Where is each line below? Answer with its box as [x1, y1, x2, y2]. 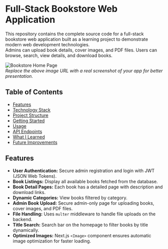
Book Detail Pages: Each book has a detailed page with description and [12, 184, 163, 190]
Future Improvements [12, 139, 57, 145]
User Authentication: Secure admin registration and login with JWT [12, 168, 155, 174]
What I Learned [12, 133, 45, 140]
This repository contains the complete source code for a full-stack [5, 31, 144, 37]
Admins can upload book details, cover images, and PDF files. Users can [5, 47, 157, 53]
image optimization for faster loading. [12, 238, 91, 244]
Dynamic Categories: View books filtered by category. [12, 195, 128, 201]
